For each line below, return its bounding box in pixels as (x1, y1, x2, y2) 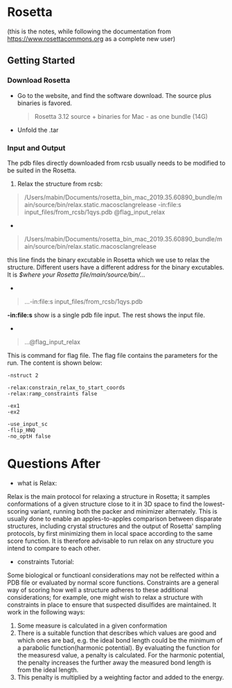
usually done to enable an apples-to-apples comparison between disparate (7, 514, 222, 523)
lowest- (203, 500, 225, 508)
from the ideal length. (17, 665, 79, 674)
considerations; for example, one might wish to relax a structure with (7, 593, 203, 601)
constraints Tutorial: (17, 557, 75, 566)
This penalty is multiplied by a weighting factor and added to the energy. (17, 673, 224, 681)
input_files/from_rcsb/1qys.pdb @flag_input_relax (24, 208, 166, 216)
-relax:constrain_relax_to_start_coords (7, 384, 126, 391)
